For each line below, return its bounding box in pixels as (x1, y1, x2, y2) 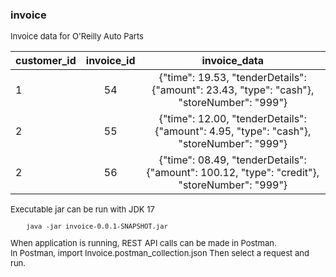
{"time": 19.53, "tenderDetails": (158, 71, 307, 85)
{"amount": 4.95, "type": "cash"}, (154, 124, 312, 138)
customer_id (15, 54, 77, 68)
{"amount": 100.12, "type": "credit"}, (146, 166, 320, 180)
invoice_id (85, 54, 136, 68)
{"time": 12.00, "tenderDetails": (158, 112, 307, 126)
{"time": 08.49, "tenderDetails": (158, 153, 307, 167)
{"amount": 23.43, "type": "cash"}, (151, 83, 315, 97)
